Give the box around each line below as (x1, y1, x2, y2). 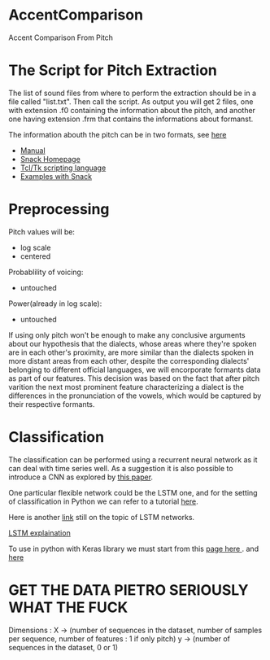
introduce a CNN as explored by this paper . (8, 472, 153, 482)
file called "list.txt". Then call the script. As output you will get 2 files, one (8, 96, 254, 107)
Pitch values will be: (8, 226, 76, 237)
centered (20, 251, 51, 261)
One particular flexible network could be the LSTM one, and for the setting (8, 487, 258, 497)
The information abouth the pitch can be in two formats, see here (8, 129, 227, 139)
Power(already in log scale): (8, 299, 102, 308)
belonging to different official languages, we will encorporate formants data (8, 365, 261, 374)
